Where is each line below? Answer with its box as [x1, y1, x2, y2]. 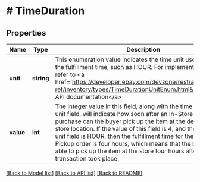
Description [126, 46, 161, 54]
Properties [6, 28, 46, 38]
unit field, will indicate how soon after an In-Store [55, 110, 193, 118]
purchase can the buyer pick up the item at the [55, 117, 186, 125]
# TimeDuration [6, 4, 85, 18]
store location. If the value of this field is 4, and [55, 125, 186, 133]
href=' [55, 78, 73, 86]
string [32, 74, 49, 82]
